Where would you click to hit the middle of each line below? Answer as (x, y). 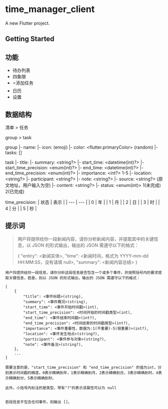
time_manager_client (50, 9)
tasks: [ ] (14, 152)
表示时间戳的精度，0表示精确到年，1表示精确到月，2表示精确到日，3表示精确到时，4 (83, 373)
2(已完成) (15, 191)
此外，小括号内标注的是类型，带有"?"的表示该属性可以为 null (61, 388)
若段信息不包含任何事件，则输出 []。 (38, 402)
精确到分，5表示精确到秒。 (32, 378)
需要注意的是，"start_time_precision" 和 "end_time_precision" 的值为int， (81, 367)
